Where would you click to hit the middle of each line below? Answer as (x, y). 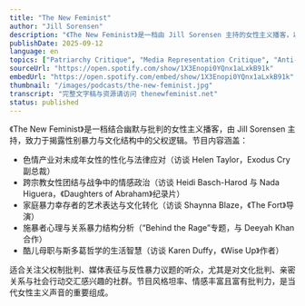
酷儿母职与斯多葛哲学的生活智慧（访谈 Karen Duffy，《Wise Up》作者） (153, 251)
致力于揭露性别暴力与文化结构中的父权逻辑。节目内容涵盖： (136, 141)
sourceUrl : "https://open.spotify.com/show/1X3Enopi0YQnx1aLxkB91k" (142, 69)
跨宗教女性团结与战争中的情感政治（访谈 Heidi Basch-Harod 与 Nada (151, 183)
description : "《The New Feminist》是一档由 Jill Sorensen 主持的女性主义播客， (151, 35)
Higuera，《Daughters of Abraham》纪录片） (103, 194)
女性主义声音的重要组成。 (65, 292)
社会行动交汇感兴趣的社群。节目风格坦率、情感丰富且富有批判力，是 (160, 281)
